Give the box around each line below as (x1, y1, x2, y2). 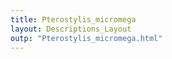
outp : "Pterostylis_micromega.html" (10, 33, 163, 43)
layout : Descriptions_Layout (10, 24, 132, 34)
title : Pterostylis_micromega (10, 14, 137, 25)
